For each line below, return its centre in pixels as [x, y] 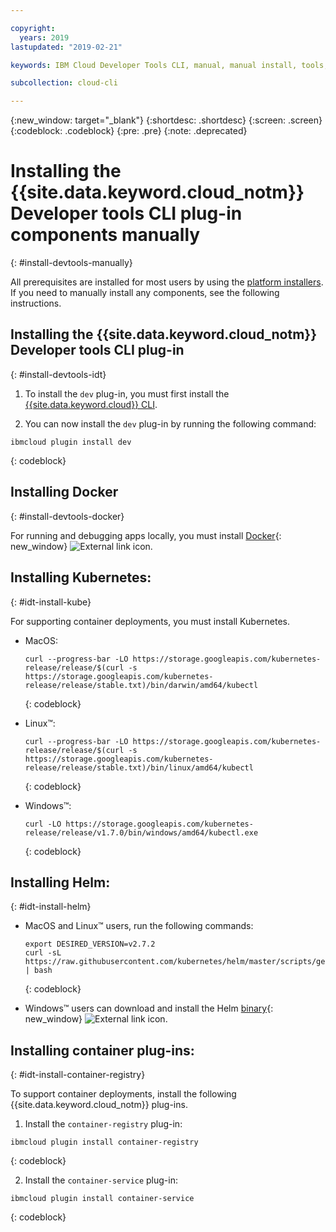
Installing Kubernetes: [81, 577]
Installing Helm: [60, 882]
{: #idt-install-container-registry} [78, 1075]
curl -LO [43, 824]
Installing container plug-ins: [102, 1050]
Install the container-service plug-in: [101, 1180]
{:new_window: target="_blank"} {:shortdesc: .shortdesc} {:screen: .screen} [166, 120]
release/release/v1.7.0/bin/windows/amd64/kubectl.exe [141, 832]
